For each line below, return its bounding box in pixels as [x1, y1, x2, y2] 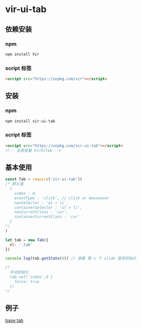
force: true [14, 279, 39, 284]
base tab [5, 317, 24, 323]
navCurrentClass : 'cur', [14, 209, 69, 215]
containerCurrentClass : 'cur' [14, 214, 80, 220]
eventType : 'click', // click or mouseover [14, 195, 110, 200]
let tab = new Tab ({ [5, 237, 49, 243]
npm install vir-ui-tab [5, 119, 56, 124]
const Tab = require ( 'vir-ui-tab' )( [5, 177, 82, 182]
